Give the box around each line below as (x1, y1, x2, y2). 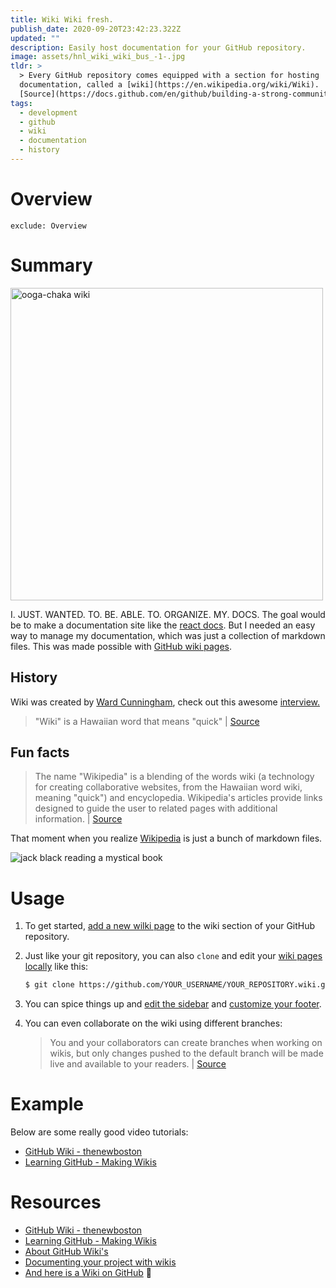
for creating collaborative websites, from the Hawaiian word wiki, (34, 781, 303, 793)
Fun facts (10, 744, 70, 761)
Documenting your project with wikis (24, 1256, 177, 1268)
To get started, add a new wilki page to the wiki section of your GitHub (24, 920, 316, 932)
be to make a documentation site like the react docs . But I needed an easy (10, 619, 316, 631)
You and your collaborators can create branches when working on (49, 1037, 323, 1049)
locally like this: (24, 961, 89, 973)
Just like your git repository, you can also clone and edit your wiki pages (24, 950, 323, 962)
